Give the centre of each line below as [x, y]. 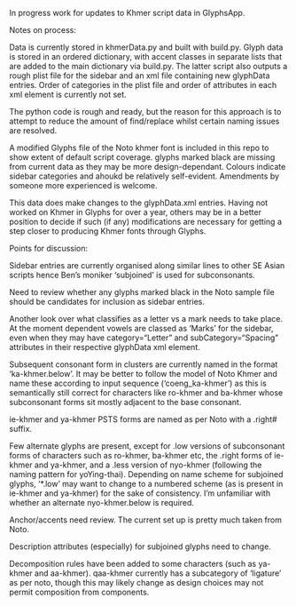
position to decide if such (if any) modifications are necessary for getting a [145, 222]
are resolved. [33, 131]
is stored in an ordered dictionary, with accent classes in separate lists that [145, 56]
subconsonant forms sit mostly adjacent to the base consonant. [125, 402]
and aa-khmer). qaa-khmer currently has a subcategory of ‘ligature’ [158, 573]
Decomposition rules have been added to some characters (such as [133, 564]
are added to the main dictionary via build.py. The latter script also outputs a [148, 66]
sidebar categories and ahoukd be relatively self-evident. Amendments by [144, 176]
